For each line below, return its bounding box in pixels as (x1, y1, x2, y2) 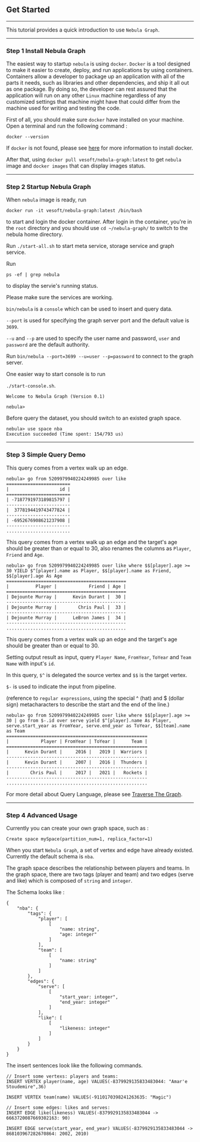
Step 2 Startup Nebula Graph (6, 183, 91, 191)
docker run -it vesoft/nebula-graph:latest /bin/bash (6, 208, 143, 214)
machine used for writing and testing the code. (6, 104, 121, 112)
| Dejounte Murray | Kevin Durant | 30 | (6, 594, 127, 600)
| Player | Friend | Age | (6, 584, 127, 589)
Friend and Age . (6, 551, 45, 558)
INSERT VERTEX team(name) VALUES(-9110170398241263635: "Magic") (6, 1094, 171, 1100)
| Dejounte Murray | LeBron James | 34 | (6, 615, 127, 620)
